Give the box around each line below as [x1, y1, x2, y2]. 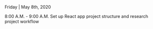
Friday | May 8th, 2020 [4, 4, 51, 10]
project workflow [4, 19, 39, 24]
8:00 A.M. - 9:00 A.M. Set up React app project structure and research [4, 14, 149, 19]
